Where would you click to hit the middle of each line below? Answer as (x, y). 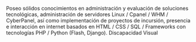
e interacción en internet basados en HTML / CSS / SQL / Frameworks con (96, 26)
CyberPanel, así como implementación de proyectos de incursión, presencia (98, 20)
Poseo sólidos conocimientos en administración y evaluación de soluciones (97, 8)
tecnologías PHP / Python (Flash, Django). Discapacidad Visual (82, 33)
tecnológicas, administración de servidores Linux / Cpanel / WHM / (87, 14)
